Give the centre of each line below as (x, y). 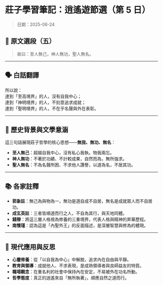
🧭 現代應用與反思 (30, 247)
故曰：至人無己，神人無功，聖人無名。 (55, 54)
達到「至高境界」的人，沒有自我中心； (43, 96)
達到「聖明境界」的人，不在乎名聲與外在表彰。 (52, 108)
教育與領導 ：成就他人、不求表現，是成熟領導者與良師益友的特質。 (78, 266)
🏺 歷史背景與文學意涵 (37, 130)
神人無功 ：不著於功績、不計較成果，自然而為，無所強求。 (69, 159)
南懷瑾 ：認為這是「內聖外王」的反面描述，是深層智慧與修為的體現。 (80, 226)
